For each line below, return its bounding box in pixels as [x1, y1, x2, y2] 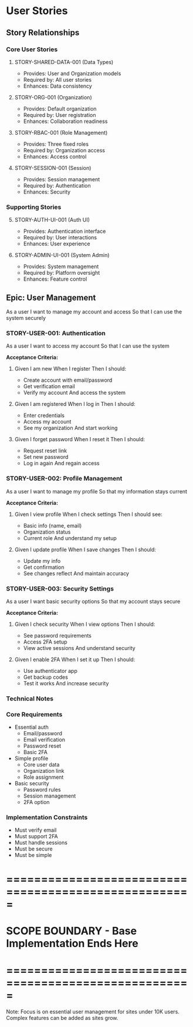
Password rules [23, 786, 61, 793]
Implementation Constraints [6, 813, 88, 822]
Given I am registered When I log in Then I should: [14, 401, 136, 408]
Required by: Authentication [23, 182, 91, 189]
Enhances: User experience [23, 240, 91, 248]
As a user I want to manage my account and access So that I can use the [6, 308, 182, 315]
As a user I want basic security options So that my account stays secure [6, 598, 181, 605]
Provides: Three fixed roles [23, 140, 89, 148]
